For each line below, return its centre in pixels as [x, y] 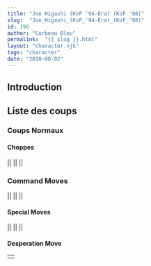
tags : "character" [34, 53]
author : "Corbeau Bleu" [42, 33]
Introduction [35, 87]
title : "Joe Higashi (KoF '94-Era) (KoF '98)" [76, 14]
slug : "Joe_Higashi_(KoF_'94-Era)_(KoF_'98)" [76, 20]
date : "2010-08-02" [35, 59]
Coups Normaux [35, 131]
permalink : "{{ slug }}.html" [53, 40]
